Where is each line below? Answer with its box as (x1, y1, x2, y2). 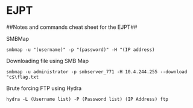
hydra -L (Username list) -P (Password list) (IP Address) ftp (6, 96, 169, 102)
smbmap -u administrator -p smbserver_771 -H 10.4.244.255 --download (6, 68, 188, 75)
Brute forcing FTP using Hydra (6, 85, 82, 92)
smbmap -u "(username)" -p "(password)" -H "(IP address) (6, 46, 155, 53)
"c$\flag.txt (6, 74, 39, 80)
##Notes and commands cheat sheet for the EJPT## (6, 23, 138, 31)
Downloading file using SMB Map (6, 57, 89, 64)
